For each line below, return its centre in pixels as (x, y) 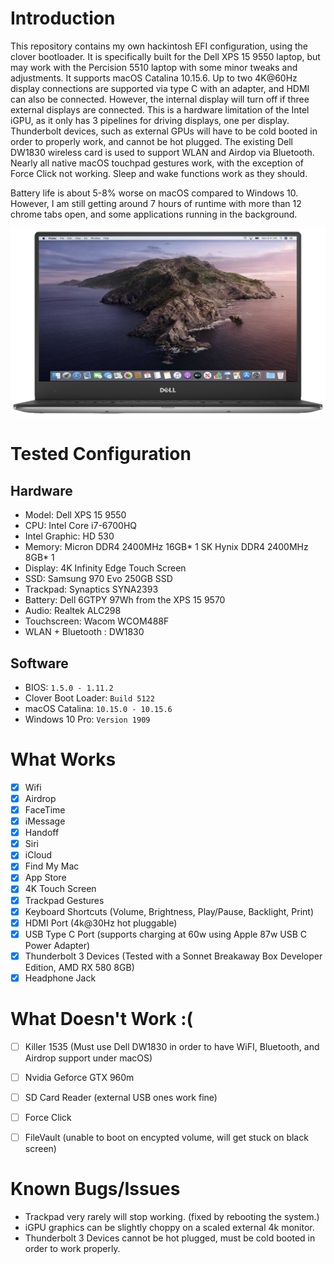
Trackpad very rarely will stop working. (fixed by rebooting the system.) (172, 1217)
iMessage (45, 821)
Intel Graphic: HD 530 (69, 536)
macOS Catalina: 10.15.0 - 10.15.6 (98, 708)
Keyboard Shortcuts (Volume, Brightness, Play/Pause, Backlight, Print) (169, 911)
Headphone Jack (60, 978)
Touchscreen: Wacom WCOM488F (97, 621)
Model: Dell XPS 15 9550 (75, 515)
